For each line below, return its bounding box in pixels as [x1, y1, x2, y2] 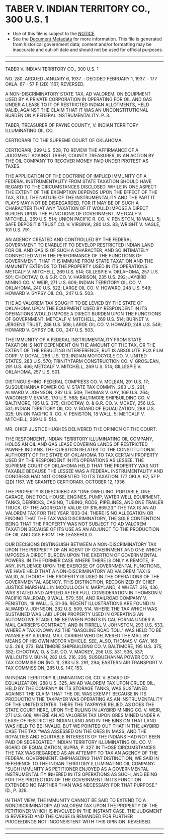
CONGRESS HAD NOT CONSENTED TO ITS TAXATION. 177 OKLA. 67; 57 [5, 473, 156, 479]
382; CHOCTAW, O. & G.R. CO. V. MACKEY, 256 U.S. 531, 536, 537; [5, 648, 144, 655]
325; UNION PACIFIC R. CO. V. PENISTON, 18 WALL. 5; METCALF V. [5, 410, 145, 417]
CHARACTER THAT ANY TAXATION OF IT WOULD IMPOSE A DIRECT [5, 205, 149, 211]
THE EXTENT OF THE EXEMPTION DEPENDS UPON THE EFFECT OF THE [5, 189, 157, 195]
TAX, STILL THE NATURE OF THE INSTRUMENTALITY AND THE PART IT [5, 194, 155, 200]
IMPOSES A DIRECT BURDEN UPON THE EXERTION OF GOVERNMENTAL [5, 552, 158, 558]
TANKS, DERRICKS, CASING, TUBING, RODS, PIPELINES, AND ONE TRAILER [5, 499, 163, 505]
